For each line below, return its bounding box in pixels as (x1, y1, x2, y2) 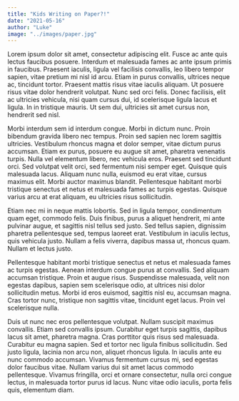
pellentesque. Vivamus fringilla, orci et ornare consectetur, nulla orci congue (7, 370, 232, 379)
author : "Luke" (7, 24, 53, 31)
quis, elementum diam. (7, 386, 75, 395)
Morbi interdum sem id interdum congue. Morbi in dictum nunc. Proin (7, 124, 210, 133)
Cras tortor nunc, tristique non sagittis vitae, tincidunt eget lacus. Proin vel (7, 296, 226, 305)
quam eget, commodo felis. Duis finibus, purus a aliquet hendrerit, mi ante (7, 214, 225, 223)
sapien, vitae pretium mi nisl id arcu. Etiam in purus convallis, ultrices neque (7, 73, 230, 81)
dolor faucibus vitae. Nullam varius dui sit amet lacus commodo (7, 363, 194, 372)
